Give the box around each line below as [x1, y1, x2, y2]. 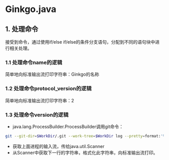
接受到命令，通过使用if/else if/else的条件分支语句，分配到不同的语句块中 [5, 39, 155, 45]
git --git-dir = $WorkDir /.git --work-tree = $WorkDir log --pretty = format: [5, 133, 161, 138]
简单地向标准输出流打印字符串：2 [5, 97, 74, 103]
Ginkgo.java [5, 4, 56, 15]
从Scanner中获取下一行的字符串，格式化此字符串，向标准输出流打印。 [12, 149, 158, 155]
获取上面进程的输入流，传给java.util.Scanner [12, 143, 105, 149]
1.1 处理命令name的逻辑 [5, 59, 62, 66]
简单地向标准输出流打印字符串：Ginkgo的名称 [5, 71, 100, 77]
